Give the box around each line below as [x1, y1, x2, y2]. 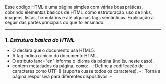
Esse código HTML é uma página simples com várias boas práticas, [5, 4, 143, 10]
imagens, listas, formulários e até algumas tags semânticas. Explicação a [5, 15, 154, 20]
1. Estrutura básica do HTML [5, 36, 75, 43]
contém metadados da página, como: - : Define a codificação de [12, 63, 144, 69]
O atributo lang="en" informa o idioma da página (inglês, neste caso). [12, 58, 154, 64]
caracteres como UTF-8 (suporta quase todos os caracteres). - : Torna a [12, 68, 161, 74]
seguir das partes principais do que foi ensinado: [5, 20, 105, 25]
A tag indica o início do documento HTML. [12, 53, 98, 59]
